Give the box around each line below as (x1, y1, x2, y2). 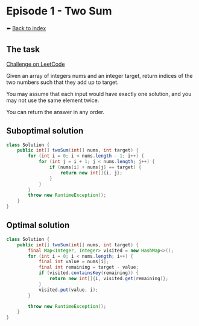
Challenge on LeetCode (6, 60, 65, 68)
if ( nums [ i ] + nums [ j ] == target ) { (49, 164, 142, 170)
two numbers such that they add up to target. (6, 78, 119, 86)
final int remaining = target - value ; (38, 264, 139, 270)
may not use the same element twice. (6, 97, 99, 104)
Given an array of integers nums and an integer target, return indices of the (6, 72, 193, 79)
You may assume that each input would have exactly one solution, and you (6, 90, 192, 97)
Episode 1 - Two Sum (6, 4, 112, 18)
